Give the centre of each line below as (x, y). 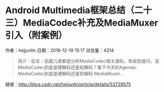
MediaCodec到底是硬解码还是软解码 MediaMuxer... (71, 73)
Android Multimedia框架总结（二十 (79, 10)
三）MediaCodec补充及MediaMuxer (82, 23)
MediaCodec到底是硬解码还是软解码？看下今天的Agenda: (77, 67)
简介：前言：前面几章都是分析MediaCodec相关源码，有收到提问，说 (88, 61)
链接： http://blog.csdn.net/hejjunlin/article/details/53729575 (68, 84)
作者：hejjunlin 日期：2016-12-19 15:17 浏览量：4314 (60, 50)
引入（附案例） (36, 35)
